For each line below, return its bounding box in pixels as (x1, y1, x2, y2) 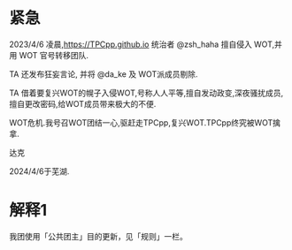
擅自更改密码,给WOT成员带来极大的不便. (9, 98, 157, 109)
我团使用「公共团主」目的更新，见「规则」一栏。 (9, 231, 188, 241)
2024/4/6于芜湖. (9, 165, 70, 177)
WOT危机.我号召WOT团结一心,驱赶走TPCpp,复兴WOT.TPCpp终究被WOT (9, 117, 273, 128)
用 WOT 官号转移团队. (9, 49, 89, 60)
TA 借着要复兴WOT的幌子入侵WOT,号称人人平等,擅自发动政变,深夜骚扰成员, (9, 87, 284, 98)
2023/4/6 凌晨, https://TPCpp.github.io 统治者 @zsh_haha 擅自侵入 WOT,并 (9, 39, 283, 49)
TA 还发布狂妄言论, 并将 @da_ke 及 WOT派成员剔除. (9, 68, 198, 80)
